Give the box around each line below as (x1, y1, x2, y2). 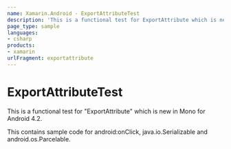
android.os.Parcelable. (7, 135, 71, 143)
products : (7, 42, 36, 49)
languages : (7, 29, 38, 36)
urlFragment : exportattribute (7, 55, 94, 62)
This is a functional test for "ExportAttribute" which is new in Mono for (7, 107, 206, 115)
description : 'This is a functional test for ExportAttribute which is (7, 16, 217, 23)
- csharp (7, 36, 32, 43)
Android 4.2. (7, 114, 43, 122)
